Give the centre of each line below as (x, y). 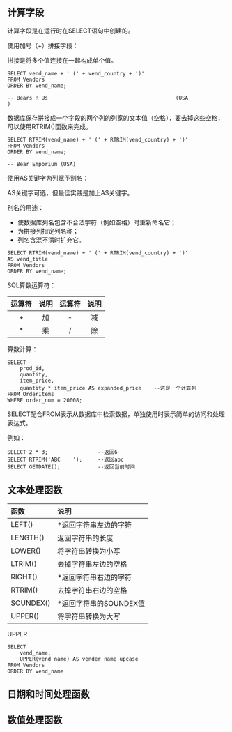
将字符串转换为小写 (89, 551)
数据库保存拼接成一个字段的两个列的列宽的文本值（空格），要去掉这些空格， (116, 118)
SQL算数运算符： (32, 285)
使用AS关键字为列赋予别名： (48, 178)
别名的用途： (25, 207)
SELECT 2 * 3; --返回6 (62, 452)
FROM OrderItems (31, 394)
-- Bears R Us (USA (98, 98)
